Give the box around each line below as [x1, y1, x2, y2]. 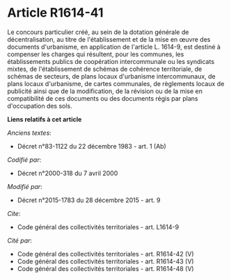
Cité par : [7, 236, 33, 245]
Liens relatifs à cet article [7, 115, 82, 123]
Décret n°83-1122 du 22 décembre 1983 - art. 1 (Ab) [17, 142, 167, 150]
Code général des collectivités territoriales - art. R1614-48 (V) [17, 264, 194, 272]
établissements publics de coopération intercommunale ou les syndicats [7, 57, 214, 65]
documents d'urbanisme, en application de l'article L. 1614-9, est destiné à [7, 42, 221, 51]
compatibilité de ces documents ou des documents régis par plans [7, 94, 198, 102]
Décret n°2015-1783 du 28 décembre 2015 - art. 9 [17, 196, 161, 204]
